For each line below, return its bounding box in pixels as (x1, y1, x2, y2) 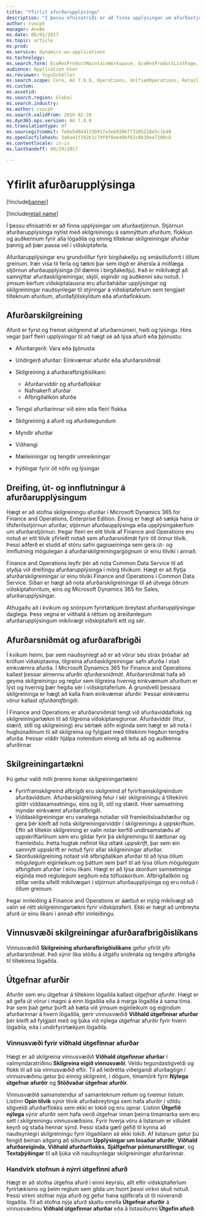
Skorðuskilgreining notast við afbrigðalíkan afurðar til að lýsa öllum (15, 852, 183, 860)
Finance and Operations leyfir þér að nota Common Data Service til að (6, 560, 183, 567)
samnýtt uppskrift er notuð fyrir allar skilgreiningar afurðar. (15, 846, 164, 853)
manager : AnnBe (6, 26, 45, 33)
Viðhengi (15, 441, 38, 449)
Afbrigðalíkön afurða (24, 393, 77, 401)
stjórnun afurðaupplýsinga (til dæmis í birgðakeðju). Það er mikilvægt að (6, 266, 188, 274)
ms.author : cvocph (6, 106, 53, 112)
